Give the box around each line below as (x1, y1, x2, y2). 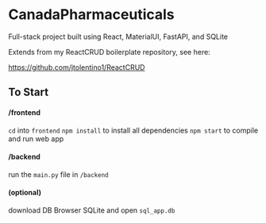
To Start (8, 86, 49, 99)
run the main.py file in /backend (8, 169, 109, 179)
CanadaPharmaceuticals (8, 6, 175, 24)
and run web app (8, 133, 64, 144)
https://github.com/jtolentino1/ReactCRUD (8, 62, 145, 72)
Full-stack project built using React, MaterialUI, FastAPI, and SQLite (8, 32, 229, 41)
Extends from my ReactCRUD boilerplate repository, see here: (8, 47, 210, 56)
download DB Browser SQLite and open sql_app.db (8, 205, 175, 215)
